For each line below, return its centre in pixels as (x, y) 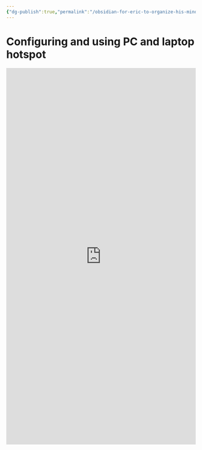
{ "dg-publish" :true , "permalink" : (48, 12)
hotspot (26, 54)
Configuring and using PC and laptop (100, 41)
